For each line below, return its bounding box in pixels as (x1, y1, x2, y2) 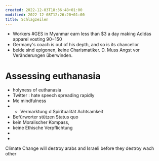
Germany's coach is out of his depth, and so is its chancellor (12, 42, 139, 48)
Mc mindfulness (12, 98, 47, 104)
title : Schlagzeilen (5, 17, 49, 22)
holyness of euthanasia (12, 87, 62, 93)
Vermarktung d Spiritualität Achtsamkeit (20, 109, 104, 115)
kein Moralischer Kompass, (12, 119, 69, 125)
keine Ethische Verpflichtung (12, 125, 73, 131)
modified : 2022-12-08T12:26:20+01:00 (5, 12, 85, 17)
